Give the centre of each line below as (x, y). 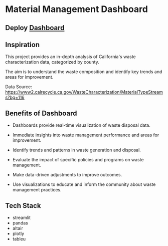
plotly (18, 233)
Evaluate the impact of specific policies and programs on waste (78, 160)
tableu (19, 239)
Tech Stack (23, 206)
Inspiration (23, 44)
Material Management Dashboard (76, 9)
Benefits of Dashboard (41, 113)
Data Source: (19, 87)
